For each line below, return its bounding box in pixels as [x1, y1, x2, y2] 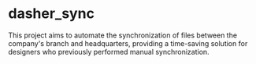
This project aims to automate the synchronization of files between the [8, 30, 238, 40]
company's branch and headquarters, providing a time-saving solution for [8, 38, 248, 48]
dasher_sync [8, 5, 95, 23]
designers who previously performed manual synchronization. [8, 47, 210, 56]
